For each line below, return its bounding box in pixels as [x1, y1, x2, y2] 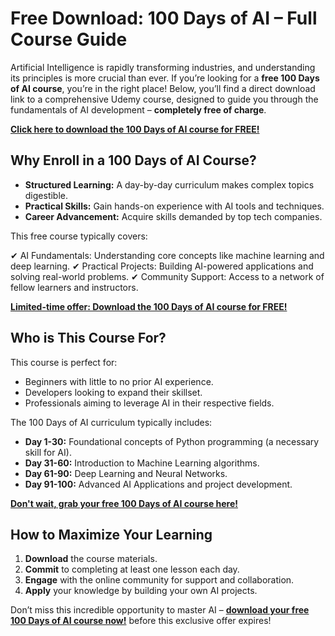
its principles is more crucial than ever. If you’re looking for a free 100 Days [10, 72, 320, 84]
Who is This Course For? [10, 330, 167, 347]
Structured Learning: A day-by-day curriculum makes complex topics [24, 178, 315, 191]
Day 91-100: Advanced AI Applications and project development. [24, 478, 293, 490]
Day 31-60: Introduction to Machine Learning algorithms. [24, 457, 260, 469]
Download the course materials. [24, 553, 158, 565]
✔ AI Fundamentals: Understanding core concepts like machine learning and [10, 249, 325, 261]
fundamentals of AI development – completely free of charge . [10, 103, 267, 116]
